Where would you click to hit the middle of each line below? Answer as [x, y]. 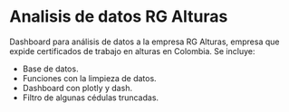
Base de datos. [50, 69]
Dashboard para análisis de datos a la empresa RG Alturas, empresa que [144, 42]
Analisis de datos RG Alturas [119, 17]
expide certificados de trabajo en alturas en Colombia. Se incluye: [132, 51]
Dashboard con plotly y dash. [77, 88]
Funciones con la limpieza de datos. [89, 78]
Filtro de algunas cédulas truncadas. [91, 98]
